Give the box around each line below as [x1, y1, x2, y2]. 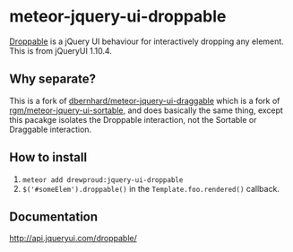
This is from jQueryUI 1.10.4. [9, 45, 112, 56]
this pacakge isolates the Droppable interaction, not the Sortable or [9, 114, 257, 125]
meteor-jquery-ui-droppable [9, 6, 227, 27]
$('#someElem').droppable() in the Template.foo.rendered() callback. [22, 183, 280, 194]
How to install [9, 150, 88, 165]
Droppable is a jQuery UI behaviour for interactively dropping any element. [9, 36, 284, 47]
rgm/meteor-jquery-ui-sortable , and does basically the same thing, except [9, 105, 284, 116]
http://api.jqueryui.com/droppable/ [9, 233, 137, 244]
